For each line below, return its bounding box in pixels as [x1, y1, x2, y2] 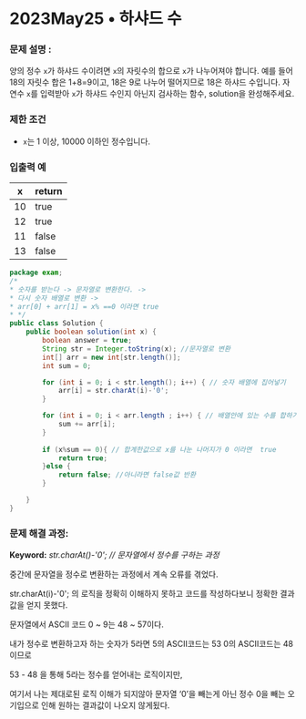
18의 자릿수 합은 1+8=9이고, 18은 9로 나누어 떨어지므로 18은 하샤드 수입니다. [9, 77, 280, 87]
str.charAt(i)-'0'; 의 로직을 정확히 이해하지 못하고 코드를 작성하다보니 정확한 [9, 589, 279, 600]
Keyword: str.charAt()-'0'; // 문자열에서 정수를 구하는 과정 [9, 550, 220, 560]
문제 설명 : [9, 43, 52, 56]
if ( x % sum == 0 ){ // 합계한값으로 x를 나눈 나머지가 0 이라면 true [42, 445, 277, 454]
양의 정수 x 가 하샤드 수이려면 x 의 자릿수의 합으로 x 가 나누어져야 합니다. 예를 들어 [9, 66, 293, 77]
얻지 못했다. [25, 600, 68, 611]
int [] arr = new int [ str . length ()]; [42, 353, 181, 362]
